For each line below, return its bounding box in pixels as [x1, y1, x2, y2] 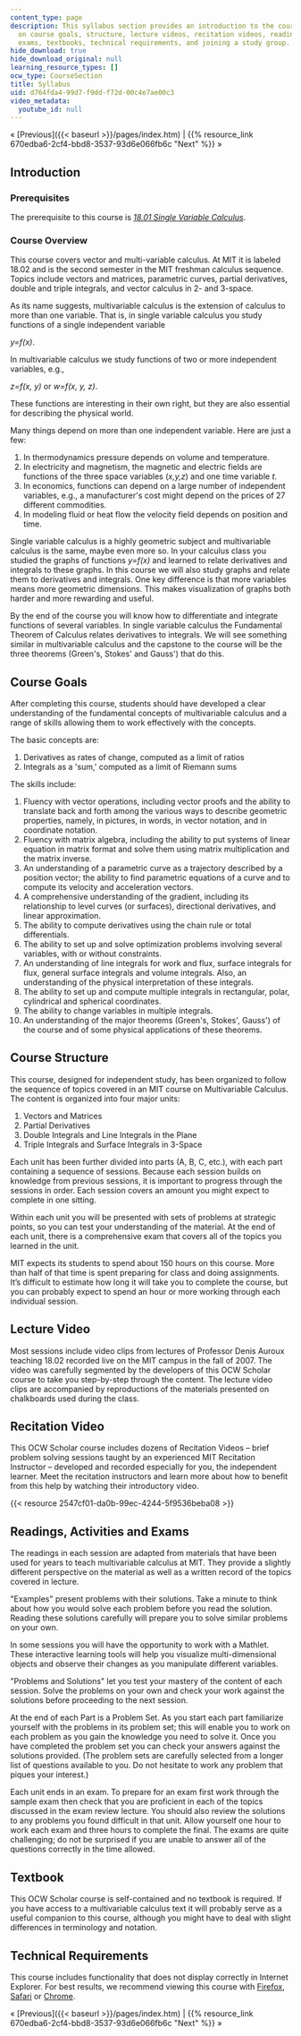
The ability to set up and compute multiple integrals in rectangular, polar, [22, 987, 290, 997]
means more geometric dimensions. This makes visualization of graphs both [10, 584, 291, 595]
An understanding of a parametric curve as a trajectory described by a [22, 863, 283, 874]
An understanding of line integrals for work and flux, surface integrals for [22, 958, 292, 969]
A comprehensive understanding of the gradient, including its [22, 892, 249, 903]
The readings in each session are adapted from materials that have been [10, 1548, 277, 1559]
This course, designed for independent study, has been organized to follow [10, 1074, 287, 1084]
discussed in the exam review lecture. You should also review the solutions [10, 1806, 286, 1817]
